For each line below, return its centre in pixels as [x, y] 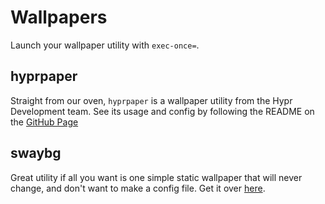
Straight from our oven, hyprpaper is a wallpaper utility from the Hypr [151, 100]
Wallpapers [59, 17]
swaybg [36, 153]
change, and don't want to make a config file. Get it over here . [138, 188]
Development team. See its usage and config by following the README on [162, 111]
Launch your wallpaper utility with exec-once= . [105, 45]
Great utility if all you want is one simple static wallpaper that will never [156, 177]
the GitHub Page [44, 122]
